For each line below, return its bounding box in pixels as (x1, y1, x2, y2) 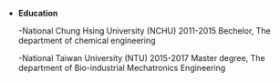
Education (17, 8, 58, 18)
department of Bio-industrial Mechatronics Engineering (17, 63, 226, 73)
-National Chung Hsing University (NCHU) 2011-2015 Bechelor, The (17, 26, 271, 36)
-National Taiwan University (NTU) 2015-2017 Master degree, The (17, 53, 266, 63)
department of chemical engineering (17, 36, 156, 46)
